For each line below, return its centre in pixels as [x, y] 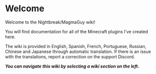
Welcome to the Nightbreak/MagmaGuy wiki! [50, 22]
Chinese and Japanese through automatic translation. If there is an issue [78, 51]
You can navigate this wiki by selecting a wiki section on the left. [72, 66]
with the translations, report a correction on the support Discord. [70, 56]
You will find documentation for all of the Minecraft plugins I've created [77, 31]
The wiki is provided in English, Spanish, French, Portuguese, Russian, [76, 46]
